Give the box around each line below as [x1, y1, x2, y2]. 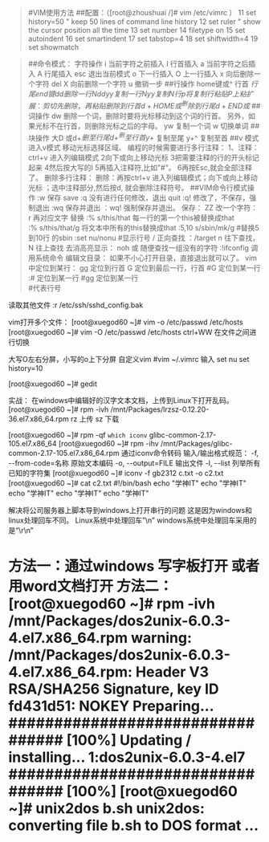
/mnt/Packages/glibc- [160, 439, 233, 449]
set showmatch [27, 43, 79, 51]
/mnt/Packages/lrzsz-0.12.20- [110, 405, 210, 414]
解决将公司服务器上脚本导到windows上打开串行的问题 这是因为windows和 [8, 506, 253, 515]
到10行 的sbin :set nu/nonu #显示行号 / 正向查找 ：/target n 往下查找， [27, 233, 259, 243]
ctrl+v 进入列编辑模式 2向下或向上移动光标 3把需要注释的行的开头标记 [27, 153, 259, 163]
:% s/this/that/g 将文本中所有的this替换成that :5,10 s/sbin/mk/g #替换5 [27, 223, 259, 233]
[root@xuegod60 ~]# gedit [8, 379, 98, 388]
